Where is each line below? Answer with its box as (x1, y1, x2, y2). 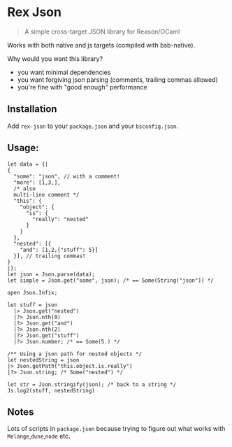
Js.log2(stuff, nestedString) (7, 387, 96, 394)
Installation (7, 103, 57, 115)
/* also (13, 185, 36, 192)
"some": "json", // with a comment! (13, 173, 120, 180)
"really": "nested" (32, 215, 89, 222)
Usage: (7, 142, 40, 154)
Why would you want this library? (7, 54, 103, 63)
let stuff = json (7, 301, 58, 308)
